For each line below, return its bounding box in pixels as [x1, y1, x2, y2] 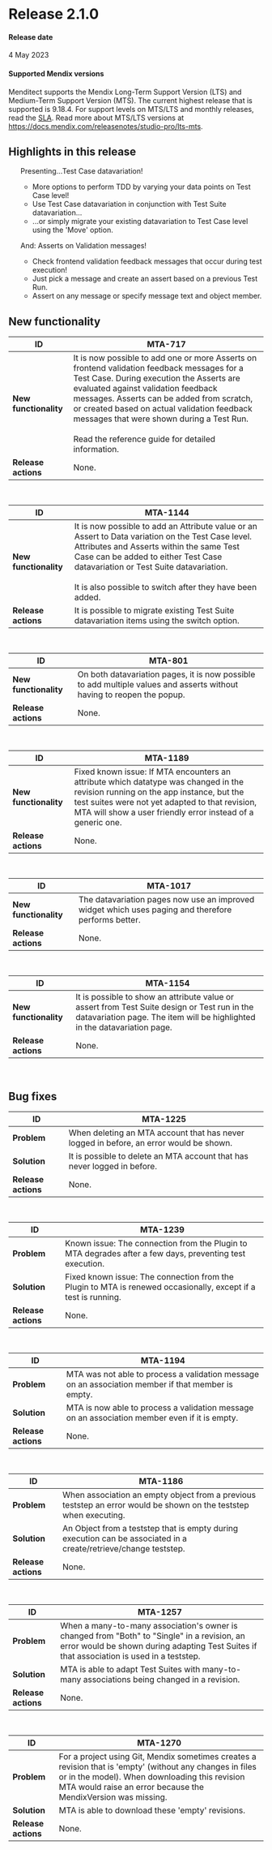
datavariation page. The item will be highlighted [75, 1012, 256, 1023]
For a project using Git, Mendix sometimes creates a [58, 1751, 257, 1762]
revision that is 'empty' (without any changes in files [58, 1762, 257, 1773]
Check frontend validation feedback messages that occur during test [32, 256, 262, 266]
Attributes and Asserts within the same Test [74, 541, 240, 553]
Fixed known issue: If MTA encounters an [74, 766, 231, 777]
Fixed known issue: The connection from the [64, 1271, 235, 1283]
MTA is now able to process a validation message [66, 1402, 254, 1413]
